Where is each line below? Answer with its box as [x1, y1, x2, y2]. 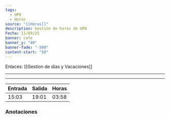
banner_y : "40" [5, 40, 37, 45]
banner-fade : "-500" [5, 45, 49, 50]
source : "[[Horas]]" [5, 21, 49, 27]
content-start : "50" [5, 49, 49, 54]
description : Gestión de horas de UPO [5, 26, 87, 31]
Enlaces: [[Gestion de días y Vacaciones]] [5, 64, 93, 70]
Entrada [8, 85, 27, 92]
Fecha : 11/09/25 [5, 31, 39, 36]
